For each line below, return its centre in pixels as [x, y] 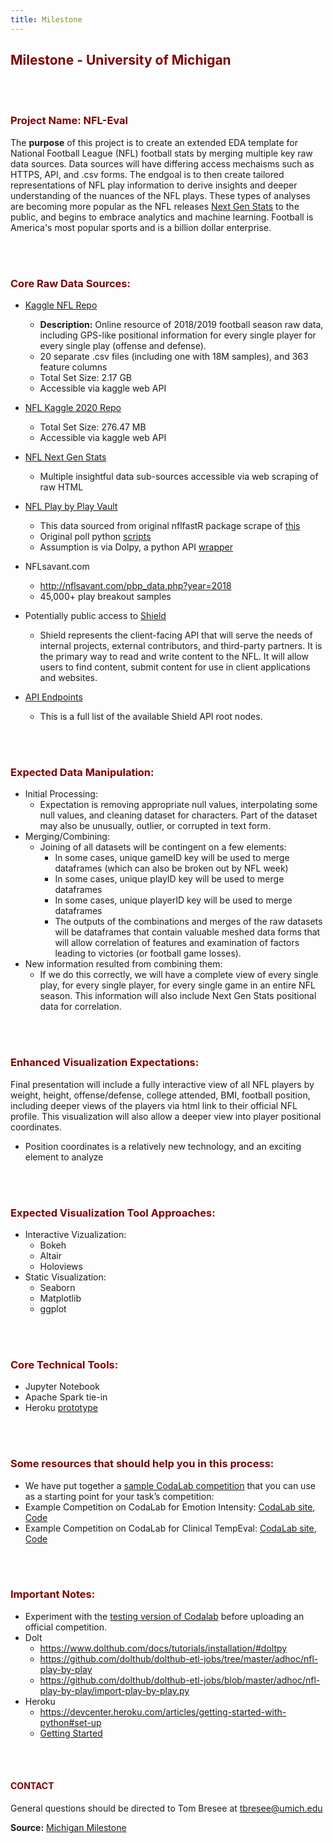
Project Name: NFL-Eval [69, 121]
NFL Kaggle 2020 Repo [73, 408]
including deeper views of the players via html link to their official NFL [154, 1105]
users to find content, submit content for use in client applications [175, 667]
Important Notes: [53, 1594]
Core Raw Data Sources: [70, 283]
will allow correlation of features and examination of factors [177, 943]
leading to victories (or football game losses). [148, 953]
